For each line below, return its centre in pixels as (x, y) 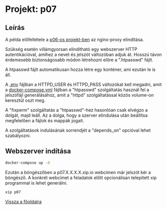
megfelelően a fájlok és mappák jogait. (45, 120)
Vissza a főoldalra (24, 202)
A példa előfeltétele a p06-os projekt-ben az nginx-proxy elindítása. (75, 39)
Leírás (15, 28)
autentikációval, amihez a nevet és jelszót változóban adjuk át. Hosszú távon (83, 54)
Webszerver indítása (38, 151)
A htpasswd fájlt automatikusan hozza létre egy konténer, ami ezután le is (80, 69)
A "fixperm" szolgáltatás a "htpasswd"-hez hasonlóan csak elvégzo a (77, 110)
